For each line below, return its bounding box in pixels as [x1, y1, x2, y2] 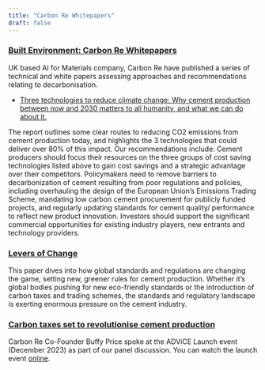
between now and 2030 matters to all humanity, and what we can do [19, 104, 244, 113]
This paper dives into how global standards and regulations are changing [8, 266, 246, 275]
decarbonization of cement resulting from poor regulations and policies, [8, 177, 243, 187]
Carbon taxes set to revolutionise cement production [8, 319, 216, 330]
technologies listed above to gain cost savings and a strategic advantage [8, 160, 246, 170]
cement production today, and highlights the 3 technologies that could [8, 135, 237, 145]
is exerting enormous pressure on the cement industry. [8, 300, 187, 309]
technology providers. [8, 228, 81, 237]
